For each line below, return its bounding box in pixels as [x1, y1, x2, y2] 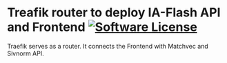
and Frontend [7, 19, 86, 35]
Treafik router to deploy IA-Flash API [7, 5, 221, 21]
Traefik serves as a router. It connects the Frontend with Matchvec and [7, 42, 208, 50]
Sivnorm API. [7, 49, 44, 58]
